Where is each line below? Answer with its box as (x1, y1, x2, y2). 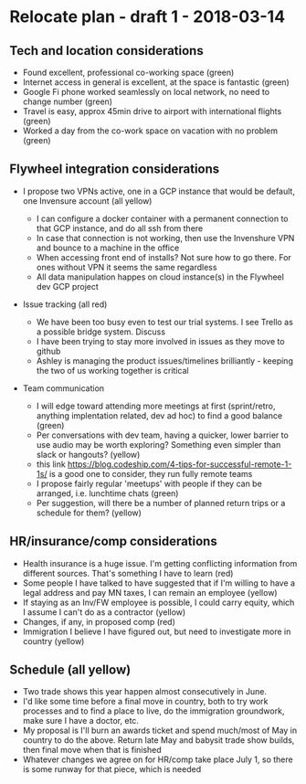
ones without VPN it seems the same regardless (36, 261, 217, 272)
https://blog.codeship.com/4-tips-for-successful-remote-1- (67, 459, 292, 470)
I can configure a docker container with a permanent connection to (36, 213, 289, 224)
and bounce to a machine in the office (36, 242, 180, 253)
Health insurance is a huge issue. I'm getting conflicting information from (22, 557, 298, 568)
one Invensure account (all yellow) (22, 195, 153, 207)
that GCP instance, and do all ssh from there (36, 222, 204, 234)
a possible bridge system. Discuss (36, 326, 166, 337)
